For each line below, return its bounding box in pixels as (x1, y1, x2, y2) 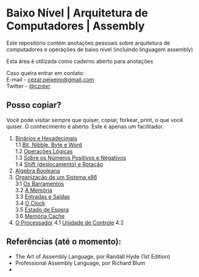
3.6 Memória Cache (15, 212, 65, 220)
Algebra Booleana (15, 167, 60, 174)
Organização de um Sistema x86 (15, 173, 97, 181)
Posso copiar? (6, 100, 62, 110)
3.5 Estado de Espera (15, 206, 69, 213)
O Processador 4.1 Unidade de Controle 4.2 (15, 218, 124, 226)
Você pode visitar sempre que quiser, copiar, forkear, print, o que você (6, 116, 184, 123)
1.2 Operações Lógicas (15, 147, 73, 155)
